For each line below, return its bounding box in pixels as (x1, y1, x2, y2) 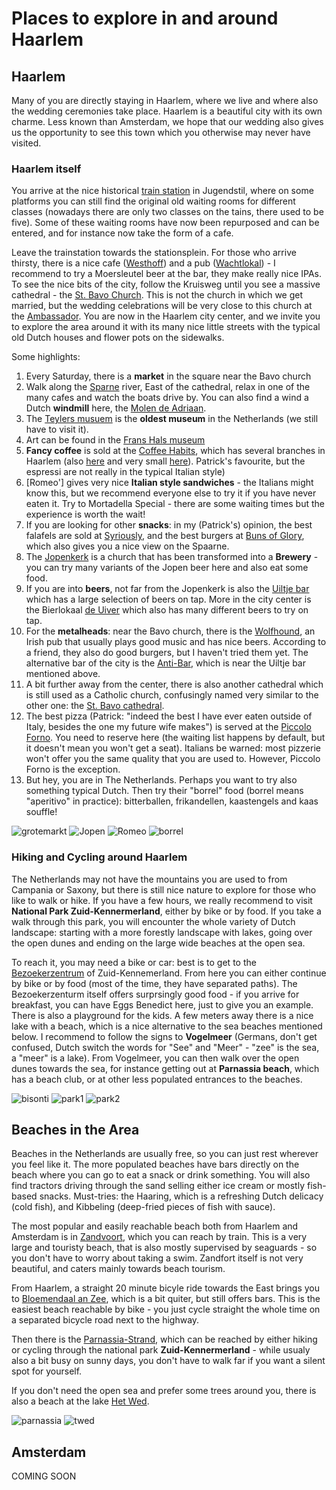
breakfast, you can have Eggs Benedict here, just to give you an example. (11, 998, 314, 1011)
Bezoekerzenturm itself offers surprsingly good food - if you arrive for (11, 988, 300, 1000)
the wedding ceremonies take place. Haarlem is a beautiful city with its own (11, 105, 323, 117)
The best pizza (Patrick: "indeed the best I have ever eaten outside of (25, 710, 313, 722)
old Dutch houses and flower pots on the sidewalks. (11, 332, 225, 344)
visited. (11, 137, 42, 149)
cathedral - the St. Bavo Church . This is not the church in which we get (11, 289, 304, 301)
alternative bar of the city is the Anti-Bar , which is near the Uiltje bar (25, 657, 306, 669)
